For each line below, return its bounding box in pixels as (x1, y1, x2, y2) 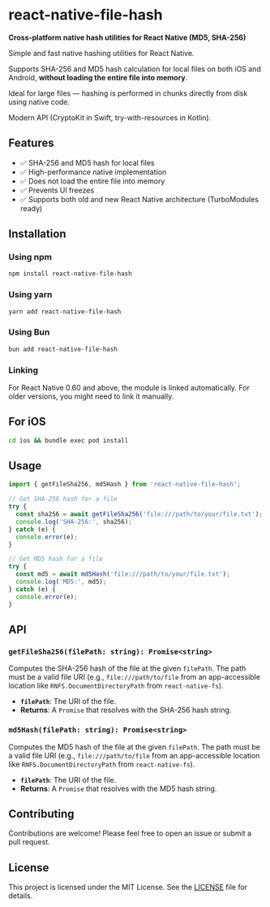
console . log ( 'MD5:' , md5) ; (15, 578, 107, 586)
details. (8, 891, 33, 901)
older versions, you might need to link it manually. (8, 391, 174, 401)
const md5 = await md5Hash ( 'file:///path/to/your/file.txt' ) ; (15, 570, 230, 578)
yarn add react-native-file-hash (8, 307, 122, 316)
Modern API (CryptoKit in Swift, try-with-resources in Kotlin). (8, 112, 212, 123)
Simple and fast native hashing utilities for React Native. (8, 48, 195, 58)
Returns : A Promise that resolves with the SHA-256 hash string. (19, 705, 232, 715)
